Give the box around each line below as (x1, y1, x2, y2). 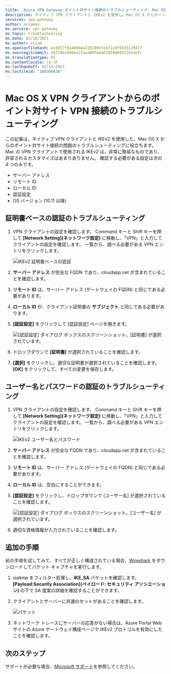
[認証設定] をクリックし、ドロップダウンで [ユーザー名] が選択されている (12, 492, 166, 498)
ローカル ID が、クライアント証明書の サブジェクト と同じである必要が (12, 304, 160, 310)
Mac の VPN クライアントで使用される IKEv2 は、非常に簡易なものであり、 (5, 148, 162, 154)
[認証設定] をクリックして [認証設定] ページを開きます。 (12, 320, 130, 327)
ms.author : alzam (5, 41, 42, 46)
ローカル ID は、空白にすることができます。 (12, 481, 104, 488)
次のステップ (5, 649, 46, 658)
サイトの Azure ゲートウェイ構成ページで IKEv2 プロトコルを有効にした (12, 626, 163, 632)
